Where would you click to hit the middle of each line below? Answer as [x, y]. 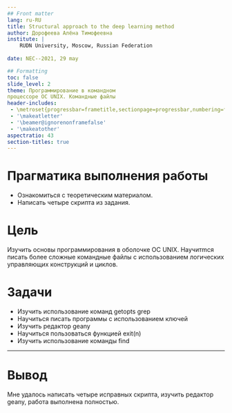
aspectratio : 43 [30, 136]
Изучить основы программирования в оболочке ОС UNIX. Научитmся [110, 250]
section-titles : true [38, 142]
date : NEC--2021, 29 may [43, 59]
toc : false [23, 77]
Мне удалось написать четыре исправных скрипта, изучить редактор [110, 394]
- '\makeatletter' [37, 116]
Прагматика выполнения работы [108, 176]
